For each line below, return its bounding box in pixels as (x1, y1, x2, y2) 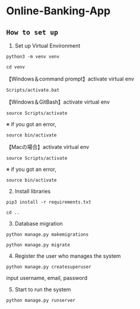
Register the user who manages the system (14, 252, 121, 260)
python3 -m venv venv (6, 54, 60, 60)
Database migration (14, 220, 63, 227)
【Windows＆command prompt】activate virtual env (6, 76, 135, 82)
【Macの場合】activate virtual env (6, 143, 90, 150)
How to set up (6, 28, 58, 36)
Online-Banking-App (6, 4, 111, 18)
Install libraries (14, 188, 51, 195)
